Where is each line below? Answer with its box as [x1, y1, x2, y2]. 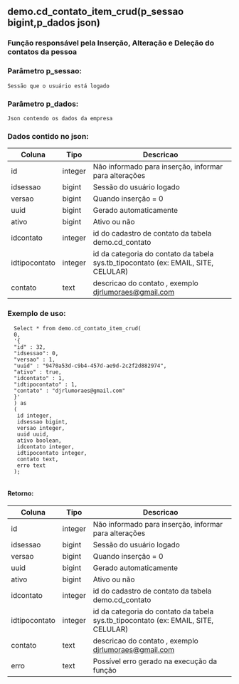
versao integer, [16, 424, 65, 431]
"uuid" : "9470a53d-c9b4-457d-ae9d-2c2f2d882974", [14, 362, 167, 369]
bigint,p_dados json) [7, 17, 101, 29]
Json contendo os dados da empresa [7, 115, 113, 122]
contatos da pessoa [7, 47, 78, 57]
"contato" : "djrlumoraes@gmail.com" [14, 387, 126, 394]
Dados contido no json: [7, 131, 89, 141]
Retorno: [7, 489, 34, 498]
